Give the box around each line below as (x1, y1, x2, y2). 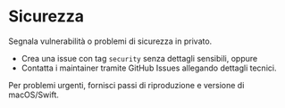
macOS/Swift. (8, 89, 60, 100)
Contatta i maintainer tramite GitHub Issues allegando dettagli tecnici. (21, 62, 277, 73)
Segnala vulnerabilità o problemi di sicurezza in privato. (8, 36, 213, 46)
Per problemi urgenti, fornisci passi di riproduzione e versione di (8, 79, 245, 90)
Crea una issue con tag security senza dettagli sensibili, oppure (21, 53, 258, 63)
